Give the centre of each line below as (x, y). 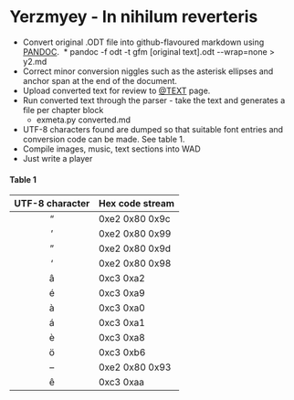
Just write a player (58, 158)
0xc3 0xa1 (122, 323)
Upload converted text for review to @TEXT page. (116, 90)
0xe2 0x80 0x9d (135, 248)
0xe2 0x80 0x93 (135, 367)
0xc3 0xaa (121, 383)
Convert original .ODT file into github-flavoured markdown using (143, 42)
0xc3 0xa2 (122, 279)
